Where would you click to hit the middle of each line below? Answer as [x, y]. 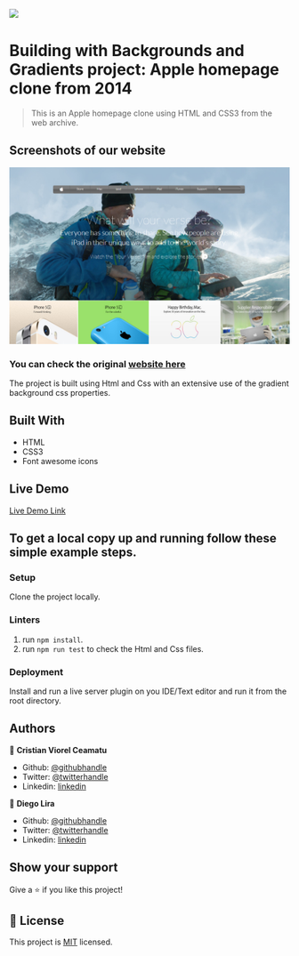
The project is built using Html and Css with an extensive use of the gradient [149, 383]
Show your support [64, 868]
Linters [25, 620]
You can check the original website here [97, 364]
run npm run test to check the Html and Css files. [113, 648]
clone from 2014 [71, 88]
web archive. [55, 122]
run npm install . [53, 639]
